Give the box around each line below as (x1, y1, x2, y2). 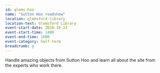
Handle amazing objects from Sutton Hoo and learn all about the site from (5, 57, 156, 63)
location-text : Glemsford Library (5, 21, 77, 26)
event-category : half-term (5, 39, 61, 44)
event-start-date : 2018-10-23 (5, 25, 68, 30)
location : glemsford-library (5, 16, 65, 21)
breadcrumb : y (5, 44, 35, 49)
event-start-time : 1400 (5, 30, 54, 35)
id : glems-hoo (5, 7, 35, 12)
